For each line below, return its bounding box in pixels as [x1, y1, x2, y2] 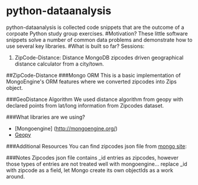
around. [6, 173, 25, 180]
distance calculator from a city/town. [14, 60, 105, 67]
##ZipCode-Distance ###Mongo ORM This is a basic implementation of [6, 72, 181, 79]
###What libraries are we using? [6, 113, 86, 121]
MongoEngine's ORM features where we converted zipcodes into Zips [6, 78, 177, 85]
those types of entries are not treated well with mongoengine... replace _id [6, 160, 187, 167]
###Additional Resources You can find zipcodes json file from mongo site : [6, 142, 187, 150]
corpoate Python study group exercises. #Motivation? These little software [6, 30, 188, 37]
